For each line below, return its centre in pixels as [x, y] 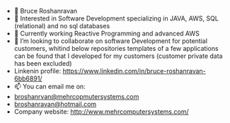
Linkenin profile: [38, 71]
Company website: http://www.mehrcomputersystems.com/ [101, 112]
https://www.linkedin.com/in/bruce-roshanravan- [134, 71]
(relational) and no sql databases [62, 26]
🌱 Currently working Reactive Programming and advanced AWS [107, 33]
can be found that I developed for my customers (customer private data [118, 56]
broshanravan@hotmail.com [55, 104]
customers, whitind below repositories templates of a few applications [116, 48]
